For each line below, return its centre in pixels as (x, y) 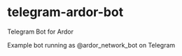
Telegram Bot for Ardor (40, 31)
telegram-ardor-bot (65, 12)
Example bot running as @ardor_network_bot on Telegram (91, 45)
